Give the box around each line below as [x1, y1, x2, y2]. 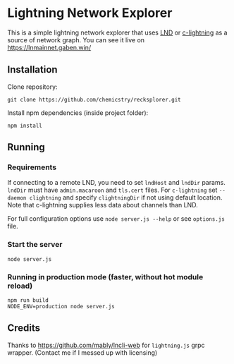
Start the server [7, 240, 63, 250]
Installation [7, 63, 58, 75]
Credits [7, 322, 41, 334]
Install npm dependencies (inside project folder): [7, 108, 149, 117]
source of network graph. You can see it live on [7, 35, 145, 44]
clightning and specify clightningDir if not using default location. [29, 193, 223, 202]
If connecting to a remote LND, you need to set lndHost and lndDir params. [7, 178, 226, 187]
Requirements [7, 162, 57, 172]
